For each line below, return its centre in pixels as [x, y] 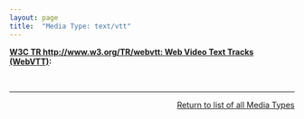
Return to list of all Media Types [236, 105]
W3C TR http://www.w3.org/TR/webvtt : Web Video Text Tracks [132, 51]
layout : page [34, 18]
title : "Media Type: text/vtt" [70, 26]
